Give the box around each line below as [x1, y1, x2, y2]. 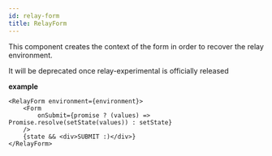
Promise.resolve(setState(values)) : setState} [8, 118, 173, 126]
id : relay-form [8, 11, 60, 20]
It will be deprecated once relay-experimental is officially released [8, 65, 229, 75]
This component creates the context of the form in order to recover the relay [8, 41, 264, 51]
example [8, 82, 39, 91]
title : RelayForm [8, 19, 67, 27]
